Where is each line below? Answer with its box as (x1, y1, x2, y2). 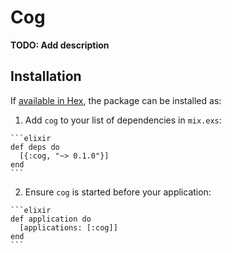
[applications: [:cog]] (19, 222, 118, 233)
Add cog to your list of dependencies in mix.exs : (24, 114, 222, 126)
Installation (10, 68, 82, 85)
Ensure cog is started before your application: (24, 186, 212, 198)
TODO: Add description (10, 39, 110, 51)
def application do (10, 214, 92, 224)
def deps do (10, 142, 60, 152)
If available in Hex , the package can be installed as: (10, 94, 222, 106)
